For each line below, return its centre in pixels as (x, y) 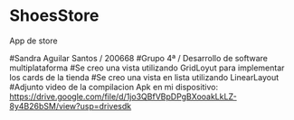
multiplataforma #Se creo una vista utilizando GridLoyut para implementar (147, 68)
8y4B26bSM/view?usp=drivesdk (71, 106)
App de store (33, 41)
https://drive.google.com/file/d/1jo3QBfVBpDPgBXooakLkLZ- (123, 97)
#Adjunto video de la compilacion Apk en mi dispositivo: (114, 87)
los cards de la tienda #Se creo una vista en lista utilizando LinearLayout (144, 77)
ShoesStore (54, 16)
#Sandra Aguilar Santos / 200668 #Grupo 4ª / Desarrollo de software (139, 58)
